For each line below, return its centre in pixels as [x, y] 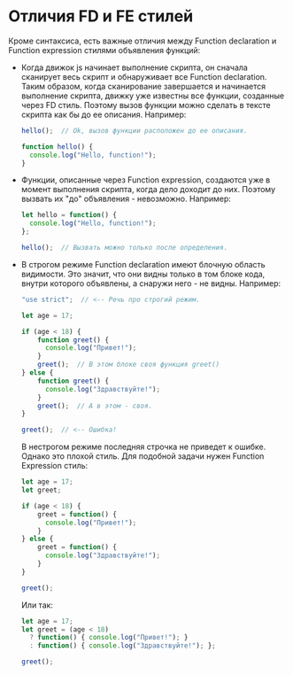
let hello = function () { [69, 215]
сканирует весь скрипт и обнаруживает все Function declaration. [144, 76]
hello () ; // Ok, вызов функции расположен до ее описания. [134, 130]
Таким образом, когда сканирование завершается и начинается [143, 86]
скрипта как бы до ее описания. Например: [104, 114]
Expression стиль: [54, 466]
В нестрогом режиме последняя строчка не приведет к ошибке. [143, 447]
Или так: [37, 605]
